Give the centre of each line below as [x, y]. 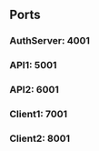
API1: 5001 [33, 65]
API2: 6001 [34, 90]
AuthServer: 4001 [50, 41]
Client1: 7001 [39, 115]
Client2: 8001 [40, 138]
